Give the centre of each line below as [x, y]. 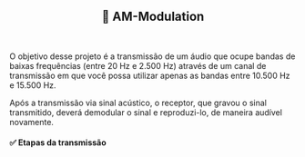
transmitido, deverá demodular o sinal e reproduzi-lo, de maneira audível [146, 112]
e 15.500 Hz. [33, 85]
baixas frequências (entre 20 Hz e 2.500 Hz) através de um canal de [138, 65]
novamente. [32, 122]
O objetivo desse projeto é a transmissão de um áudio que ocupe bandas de [152, 56]
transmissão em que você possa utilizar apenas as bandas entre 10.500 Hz [150, 75]
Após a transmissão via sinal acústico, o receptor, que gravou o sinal [138, 103]
